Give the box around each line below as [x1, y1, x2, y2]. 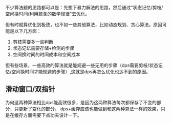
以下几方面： [14, 28, 41, 34]
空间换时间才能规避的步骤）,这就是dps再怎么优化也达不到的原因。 [11, 69, 151, 75]
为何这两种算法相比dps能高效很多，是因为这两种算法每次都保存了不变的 [5, 99, 157, 105]
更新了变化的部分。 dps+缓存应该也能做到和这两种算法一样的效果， [18, 106, 161, 112]
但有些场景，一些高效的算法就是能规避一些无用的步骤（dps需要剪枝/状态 [5, 63, 159, 68]
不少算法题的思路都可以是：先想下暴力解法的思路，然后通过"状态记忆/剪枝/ [5, 5, 163, 10]
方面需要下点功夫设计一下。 [23, 112, 82, 118]
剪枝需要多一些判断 [12, 39, 54, 45]
